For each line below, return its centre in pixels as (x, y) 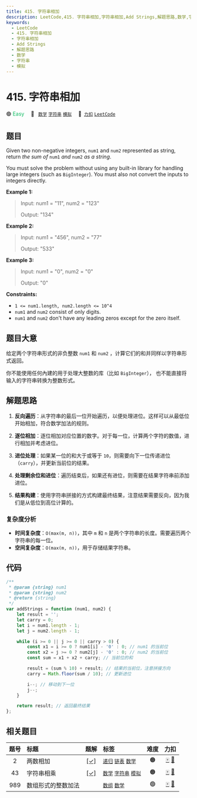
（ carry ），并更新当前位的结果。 (53, 463)
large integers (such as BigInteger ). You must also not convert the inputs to (97, 174)
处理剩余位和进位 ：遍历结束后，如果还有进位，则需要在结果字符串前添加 (102, 475)
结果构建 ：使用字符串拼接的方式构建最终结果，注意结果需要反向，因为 (99, 495)
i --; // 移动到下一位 (51, 684)
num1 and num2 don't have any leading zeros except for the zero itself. (97, 318)
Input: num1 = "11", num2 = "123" (60, 204)
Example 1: (20, 192)
